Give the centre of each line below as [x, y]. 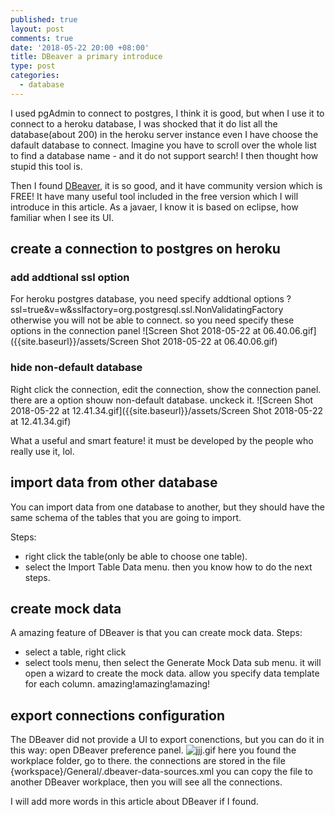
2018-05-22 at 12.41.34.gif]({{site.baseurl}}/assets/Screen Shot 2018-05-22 [167, 410]
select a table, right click [75, 652]
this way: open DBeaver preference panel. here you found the [153, 750]
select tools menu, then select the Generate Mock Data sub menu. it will [173, 663]
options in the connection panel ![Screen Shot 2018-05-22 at [136, 331]
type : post [33, 66]
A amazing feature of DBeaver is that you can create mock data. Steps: [156, 633]
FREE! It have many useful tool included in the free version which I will [154, 196]
